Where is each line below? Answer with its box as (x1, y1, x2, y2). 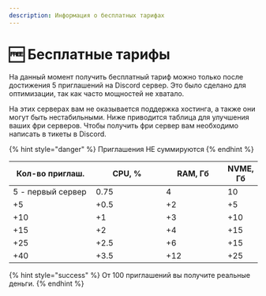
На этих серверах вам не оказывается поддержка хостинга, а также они (9, 104, 256, 113)
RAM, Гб (177, 168, 209, 179)
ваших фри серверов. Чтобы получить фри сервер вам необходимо (9, 120, 239, 130)
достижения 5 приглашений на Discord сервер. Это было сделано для (9, 80, 247, 90)
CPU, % (112, 168, 142, 179)
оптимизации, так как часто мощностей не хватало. (9, 88, 185, 98)
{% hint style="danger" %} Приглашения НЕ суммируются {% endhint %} (9, 144, 255, 154)
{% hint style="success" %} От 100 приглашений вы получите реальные (9, 270, 251, 279)
